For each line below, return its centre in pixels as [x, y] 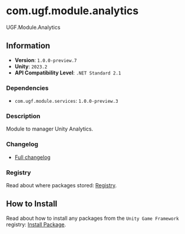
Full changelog [33, 157]
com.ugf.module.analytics [72, 11]
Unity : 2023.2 [31, 66]
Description [23, 116]
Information [28, 46]
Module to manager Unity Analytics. [49, 129]
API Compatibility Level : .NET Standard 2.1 [68, 73]
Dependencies [27, 88]
